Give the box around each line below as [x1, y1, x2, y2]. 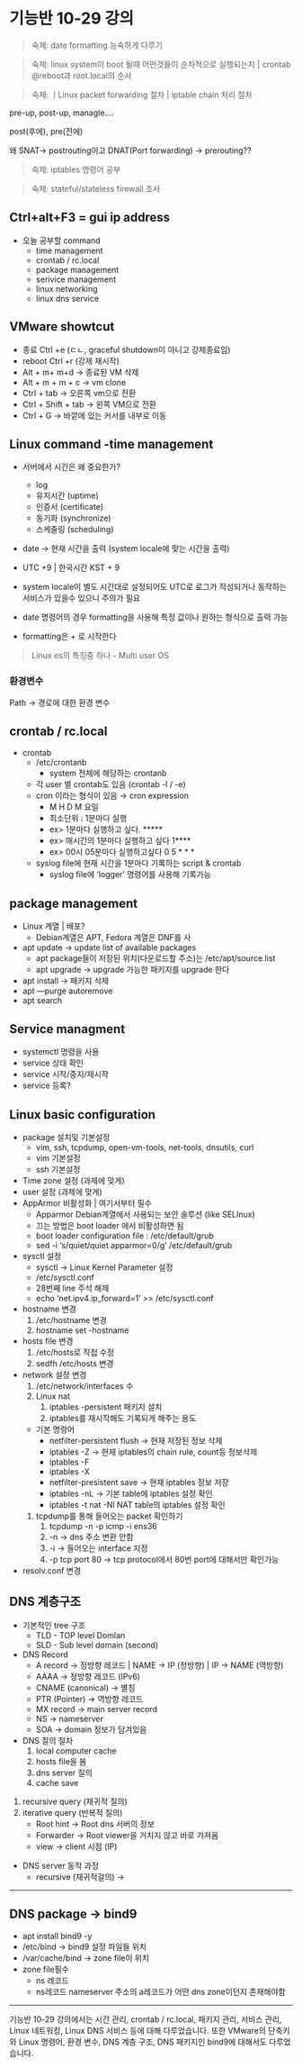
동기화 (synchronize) [35, 512, 111, 523]
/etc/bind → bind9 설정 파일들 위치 [22, 1941, 147, 1952]
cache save [35, 1777, 79, 1788]
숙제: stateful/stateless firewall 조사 [31, 183, 161, 194]
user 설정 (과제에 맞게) [22, 1186, 103, 1197]
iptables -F [49, 1456, 90, 1467]
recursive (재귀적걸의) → [35, 1871, 125, 1882]
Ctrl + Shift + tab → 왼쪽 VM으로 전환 [22, 398, 157, 410]
